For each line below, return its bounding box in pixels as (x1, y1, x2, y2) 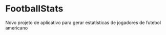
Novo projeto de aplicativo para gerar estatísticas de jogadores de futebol (5, 19, 161, 25)
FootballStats (5, 3, 64, 14)
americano (5, 24, 28, 30)
